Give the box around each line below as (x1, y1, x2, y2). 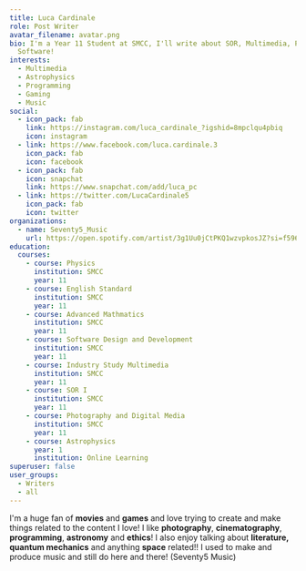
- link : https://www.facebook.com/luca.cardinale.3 (17, 140, 219, 149)
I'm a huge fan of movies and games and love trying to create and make (9, 512, 281, 524)
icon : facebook (25, 157, 84, 167)
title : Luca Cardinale (9, 13, 96, 23)
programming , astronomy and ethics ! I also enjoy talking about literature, (9, 532, 290, 543)
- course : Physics (25, 259, 96, 269)
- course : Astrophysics (25, 436, 117, 446)
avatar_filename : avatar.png (9, 30, 120, 39)
